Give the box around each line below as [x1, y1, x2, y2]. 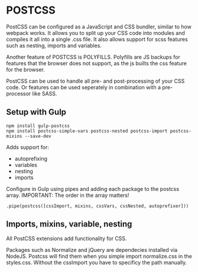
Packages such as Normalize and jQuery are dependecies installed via [6, 246, 178, 253]
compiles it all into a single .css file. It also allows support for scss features [6, 35, 188, 43]
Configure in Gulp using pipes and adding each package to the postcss [6, 185, 179, 192]
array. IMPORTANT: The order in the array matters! [6, 192, 129, 199]
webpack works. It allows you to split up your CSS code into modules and [6, 29, 185, 36]
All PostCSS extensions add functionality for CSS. [6, 235, 127, 242]
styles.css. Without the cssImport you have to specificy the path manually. [6, 258, 187, 266]
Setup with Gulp [6, 107, 67, 117]
